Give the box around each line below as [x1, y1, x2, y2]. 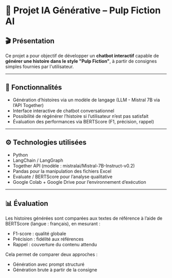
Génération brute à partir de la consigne [12, 267, 97, 273]
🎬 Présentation [5, 36, 55, 45]
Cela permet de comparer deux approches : [5, 251, 98, 258]
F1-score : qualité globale [12, 230, 67, 237]
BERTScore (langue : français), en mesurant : [5, 221, 101, 227]
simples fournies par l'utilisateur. [5, 63, 74, 70]
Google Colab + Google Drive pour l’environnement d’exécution [12, 179, 146, 185]
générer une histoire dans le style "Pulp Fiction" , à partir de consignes [5, 58, 157, 64]
